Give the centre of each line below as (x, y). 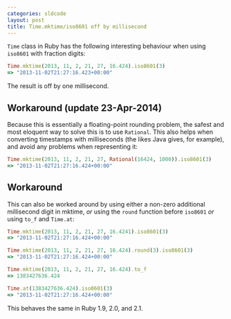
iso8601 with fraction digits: (46, 53)
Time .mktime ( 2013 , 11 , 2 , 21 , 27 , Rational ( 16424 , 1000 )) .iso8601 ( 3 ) (110, 159)
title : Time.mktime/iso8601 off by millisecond (77, 26)
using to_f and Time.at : (41, 218)
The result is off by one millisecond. (58, 86)
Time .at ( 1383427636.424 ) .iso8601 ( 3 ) (60, 288)
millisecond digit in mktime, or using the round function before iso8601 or (111, 212)
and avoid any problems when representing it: (73, 146)
